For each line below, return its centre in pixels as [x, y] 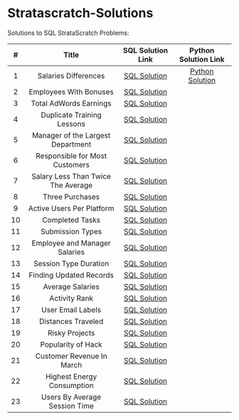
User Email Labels [71, 310]
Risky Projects [71, 332]
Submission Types [71, 231]
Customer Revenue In [71, 356]
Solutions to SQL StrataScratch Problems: [68, 33]
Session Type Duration [71, 263]
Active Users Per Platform [71, 208]
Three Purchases [71, 196]
